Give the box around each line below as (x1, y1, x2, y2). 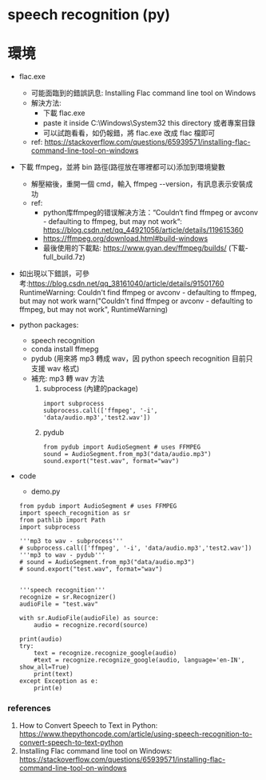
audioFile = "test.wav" (18, 600, 99, 609)
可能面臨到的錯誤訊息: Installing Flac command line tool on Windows (30, 88, 256, 98)
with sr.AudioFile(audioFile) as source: (18, 614, 159, 622)
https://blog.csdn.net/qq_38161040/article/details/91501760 (28, 278, 224, 289)
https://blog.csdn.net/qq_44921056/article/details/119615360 (42, 226, 244, 235)
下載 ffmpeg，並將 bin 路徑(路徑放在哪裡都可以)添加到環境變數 (18, 162, 225, 172)
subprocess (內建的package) (42, 384, 139, 394)
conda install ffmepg (30, 344, 99, 354)
